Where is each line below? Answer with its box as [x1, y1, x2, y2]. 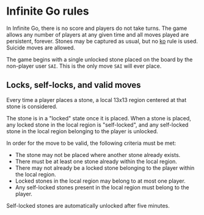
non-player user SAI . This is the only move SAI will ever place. [6, 62, 162, 70]
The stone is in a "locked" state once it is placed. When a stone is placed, [6, 114, 191, 122]
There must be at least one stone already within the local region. [15, 158, 177, 165]
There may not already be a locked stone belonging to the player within [15, 164, 195, 172]
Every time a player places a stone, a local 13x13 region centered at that [6, 96, 187, 103]
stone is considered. [6, 103, 58, 110]
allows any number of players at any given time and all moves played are [6, 31, 189, 38]
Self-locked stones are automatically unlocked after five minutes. [6, 202, 170, 209]
